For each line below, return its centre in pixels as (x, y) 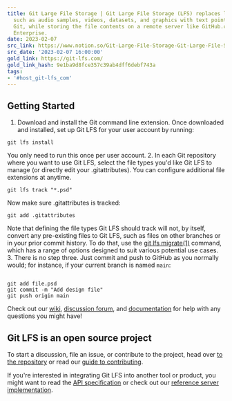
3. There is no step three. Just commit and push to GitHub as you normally (113, 258)
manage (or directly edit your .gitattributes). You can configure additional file (116, 170)
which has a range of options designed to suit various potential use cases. (113, 250)
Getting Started (41, 105)
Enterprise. (31, 33)
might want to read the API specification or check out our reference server (113, 382)
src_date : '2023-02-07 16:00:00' (55, 53)
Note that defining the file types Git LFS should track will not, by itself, (106, 228)
